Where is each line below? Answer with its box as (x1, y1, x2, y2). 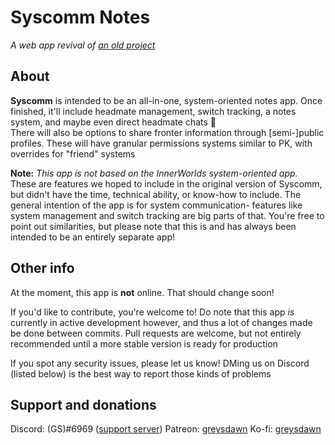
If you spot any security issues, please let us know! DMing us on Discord (10, 357, 310, 369)
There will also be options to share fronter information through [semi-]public (10, 126, 325, 138)
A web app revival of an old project (10, 39, 156, 51)
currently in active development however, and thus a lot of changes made (10, 316, 313, 328)
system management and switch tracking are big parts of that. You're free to (10, 209, 325, 221)
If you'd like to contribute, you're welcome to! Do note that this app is (10, 306, 295, 318)
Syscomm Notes (10, 6, 151, 29)
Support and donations (10, 396, 157, 413)
